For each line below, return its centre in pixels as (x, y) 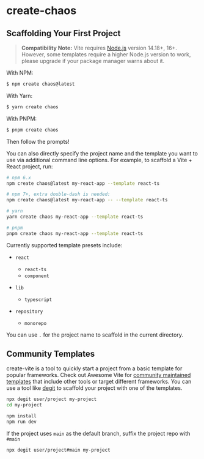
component (37, 276)
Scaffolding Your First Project (64, 33)
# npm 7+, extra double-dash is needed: (59, 194)
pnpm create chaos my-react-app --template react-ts (75, 233)
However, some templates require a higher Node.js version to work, (106, 54)
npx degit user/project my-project (52, 399)
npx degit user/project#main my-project (59, 450)
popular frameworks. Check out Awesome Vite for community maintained (99, 375)
